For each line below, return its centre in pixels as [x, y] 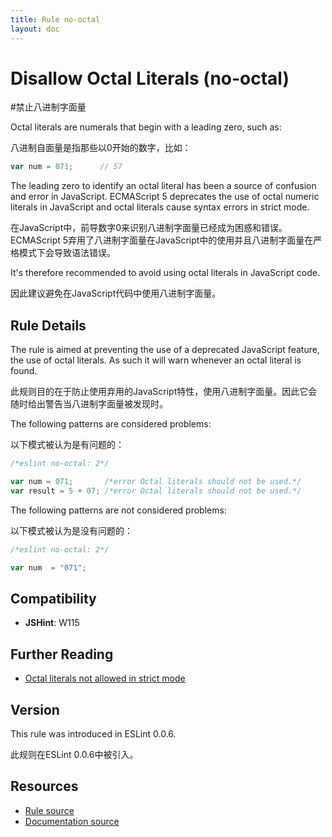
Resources [44, 786]
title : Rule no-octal [55, 19]
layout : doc [35, 29]
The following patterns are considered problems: [111, 424]
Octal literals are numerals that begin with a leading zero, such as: [146, 127]
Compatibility [53, 598]
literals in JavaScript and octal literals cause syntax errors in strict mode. [160, 207]
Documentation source [72, 821]
